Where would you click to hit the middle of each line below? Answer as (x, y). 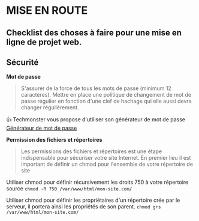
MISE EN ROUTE (47, 11)
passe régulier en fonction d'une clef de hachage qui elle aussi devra (106, 101)
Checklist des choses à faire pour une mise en (94, 33)
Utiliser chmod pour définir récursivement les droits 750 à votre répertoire (97, 182)
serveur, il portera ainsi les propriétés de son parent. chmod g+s (84, 207)
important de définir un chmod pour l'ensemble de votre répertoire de (107, 164)
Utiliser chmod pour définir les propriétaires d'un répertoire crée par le (93, 200)
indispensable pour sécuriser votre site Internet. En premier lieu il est (106, 158)
